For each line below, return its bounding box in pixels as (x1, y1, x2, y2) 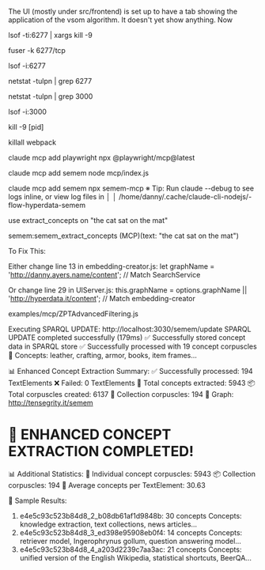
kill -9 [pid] (8, 123, 44, 131)
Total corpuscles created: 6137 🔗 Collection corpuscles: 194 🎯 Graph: (8, 390, 234, 398)
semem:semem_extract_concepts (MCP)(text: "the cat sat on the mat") (8, 231, 240, 240)
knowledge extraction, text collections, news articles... (19, 519, 198, 529)
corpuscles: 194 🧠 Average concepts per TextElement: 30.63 (8, 480, 206, 489)
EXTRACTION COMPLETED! (8, 443, 194, 461)
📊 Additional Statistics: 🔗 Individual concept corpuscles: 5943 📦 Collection (8, 469, 256, 478)
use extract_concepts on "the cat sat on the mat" (8, 216, 168, 225)
